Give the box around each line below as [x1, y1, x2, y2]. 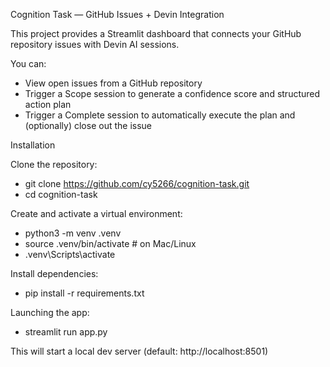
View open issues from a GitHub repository [24, 77, 203, 89]
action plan [24, 99, 72, 110]
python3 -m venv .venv [24, 227, 122, 239]
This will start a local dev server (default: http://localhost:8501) [10, 345, 269, 357]
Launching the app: [10, 307, 90, 318]
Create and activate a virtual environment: [10, 208, 183, 219]
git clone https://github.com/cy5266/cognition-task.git [24, 178, 250, 189]
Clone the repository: [10, 159, 98, 170]
